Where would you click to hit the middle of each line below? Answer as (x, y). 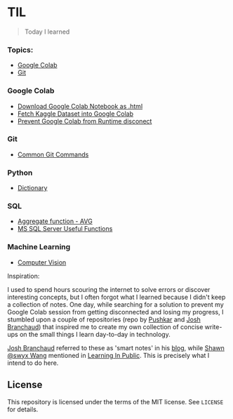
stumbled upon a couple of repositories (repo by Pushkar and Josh (104, 319)
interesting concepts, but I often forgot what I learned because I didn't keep (116, 297)
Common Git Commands (53, 154)
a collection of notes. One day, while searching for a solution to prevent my (115, 304)
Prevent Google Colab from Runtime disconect (85, 121)
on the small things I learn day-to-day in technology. (95, 334)
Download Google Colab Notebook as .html (80, 106)
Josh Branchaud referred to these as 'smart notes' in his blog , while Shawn (116, 347)
